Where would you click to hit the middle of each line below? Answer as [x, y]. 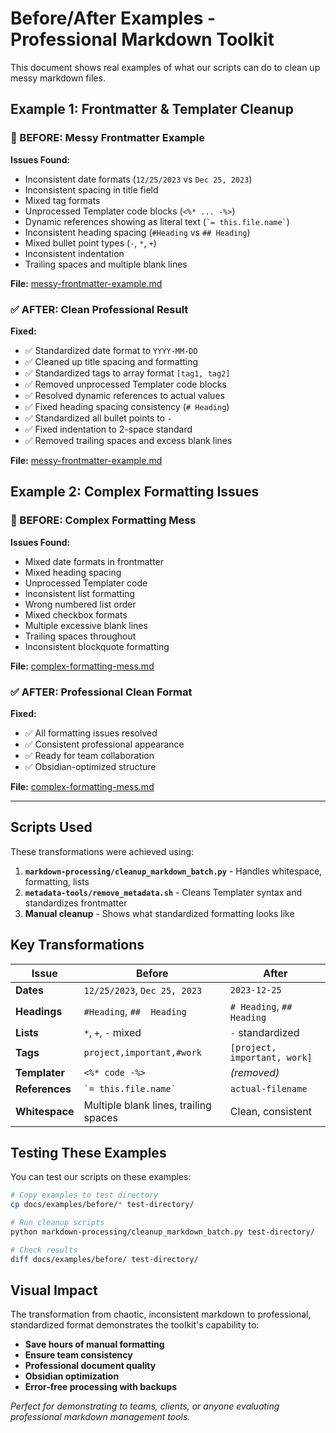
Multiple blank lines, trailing [147, 1105]
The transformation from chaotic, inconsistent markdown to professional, [161, 1314]
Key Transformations [77, 945]
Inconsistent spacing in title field [91, 189]
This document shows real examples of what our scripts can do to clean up [165, 67]
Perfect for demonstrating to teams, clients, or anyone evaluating [145, 1406]
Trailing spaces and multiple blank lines [106, 264]
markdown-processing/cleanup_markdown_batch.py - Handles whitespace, [173, 871]
